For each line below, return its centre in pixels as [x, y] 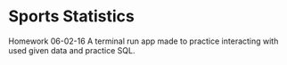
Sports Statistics [71, 16]
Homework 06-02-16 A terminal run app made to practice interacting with [143, 41]
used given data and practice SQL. [72, 50]
